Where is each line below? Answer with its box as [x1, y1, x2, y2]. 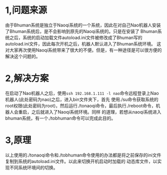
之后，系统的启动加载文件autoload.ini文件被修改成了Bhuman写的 [9, 34, 142, 40]
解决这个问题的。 [5, 53, 40, 59]
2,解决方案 [5, 73, 49, 84]
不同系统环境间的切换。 [9, 164, 58, 170]
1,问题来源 [5, 4, 47, 16]
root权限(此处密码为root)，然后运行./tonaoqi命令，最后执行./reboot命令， [5, 102, 156, 108]
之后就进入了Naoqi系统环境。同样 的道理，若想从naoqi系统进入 [31, 108, 161, 115]
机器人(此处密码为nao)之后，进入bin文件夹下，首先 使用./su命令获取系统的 [5, 96, 158, 102]
